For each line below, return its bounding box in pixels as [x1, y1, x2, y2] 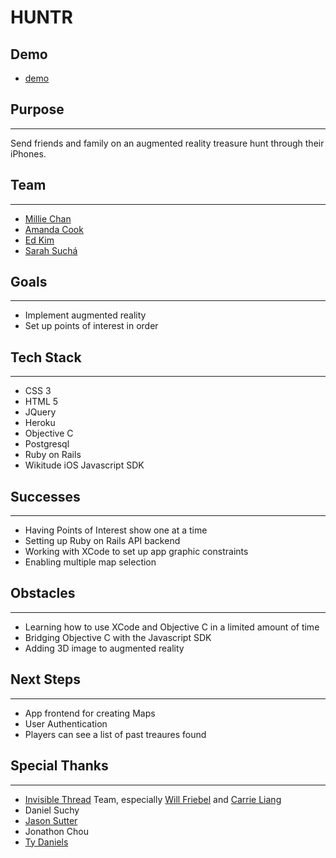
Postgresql [24, 438, 70, 450]
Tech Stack [10, 349, 82, 366]
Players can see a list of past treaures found [24, 728, 207, 740]
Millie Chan [24, 212, 72, 225]
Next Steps [10, 671, 81, 688]
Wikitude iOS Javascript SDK [24, 459, 145, 471]
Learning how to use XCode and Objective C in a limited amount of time [24, 621, 320, 633]
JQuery [24, 406, 57, 418]
